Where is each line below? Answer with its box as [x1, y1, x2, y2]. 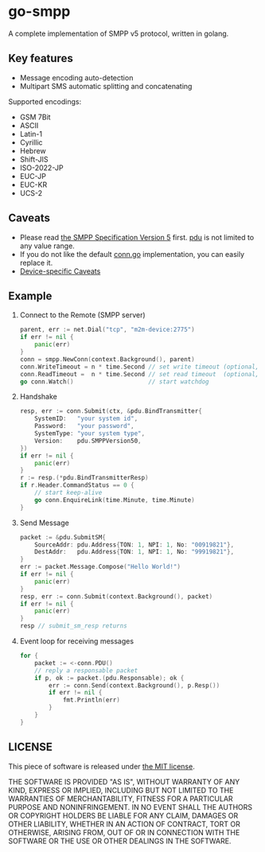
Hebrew [19, 146, 46, 155]
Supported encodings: [8, 96, 82, 106]
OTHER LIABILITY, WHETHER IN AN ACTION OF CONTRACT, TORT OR [8, 819, 240, 829]
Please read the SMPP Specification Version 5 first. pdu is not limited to [19, 232, 255, 242]
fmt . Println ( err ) [62, 696, 121, 704]
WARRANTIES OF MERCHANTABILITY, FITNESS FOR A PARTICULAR [8, 794, 233, 803]
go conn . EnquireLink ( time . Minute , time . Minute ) [34, 496, 195, 504]
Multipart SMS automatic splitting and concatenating [19, 81, 193, 91]
